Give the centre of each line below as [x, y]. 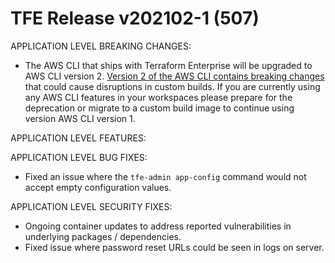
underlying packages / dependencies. [103, 236]
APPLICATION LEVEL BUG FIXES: [79, 157]
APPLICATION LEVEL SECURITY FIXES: [91, 206]
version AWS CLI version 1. [80, 118]
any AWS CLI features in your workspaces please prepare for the [158, 97]
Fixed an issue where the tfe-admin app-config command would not [165, 176]
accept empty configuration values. [98, 187]
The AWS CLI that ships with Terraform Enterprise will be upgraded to [168, 65]
